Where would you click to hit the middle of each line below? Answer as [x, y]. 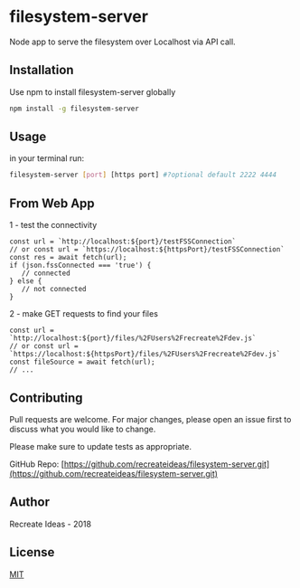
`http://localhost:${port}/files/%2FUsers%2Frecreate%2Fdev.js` [133, 338]
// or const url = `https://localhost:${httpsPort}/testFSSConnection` [147, 250]
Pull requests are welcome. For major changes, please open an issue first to [150, 419]
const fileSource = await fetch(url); [82, 362]
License [32, 552]
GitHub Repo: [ [37, 464]
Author [29, 503]
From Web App [52, 203]
